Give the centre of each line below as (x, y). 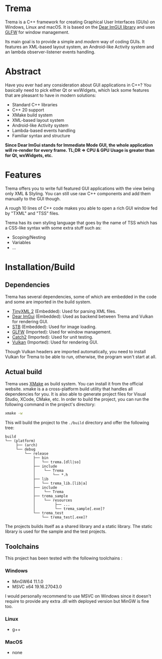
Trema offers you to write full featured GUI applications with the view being (80, 188)
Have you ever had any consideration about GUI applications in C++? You (78, 85)
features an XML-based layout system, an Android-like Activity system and (80, 47)
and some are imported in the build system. (48, 302)
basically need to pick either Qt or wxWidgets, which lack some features (77, 90)
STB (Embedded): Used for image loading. (54, 327)
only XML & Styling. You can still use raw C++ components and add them (78, 193)
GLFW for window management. (37, 32)
